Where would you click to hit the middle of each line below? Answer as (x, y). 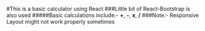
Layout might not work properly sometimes (61, 22)
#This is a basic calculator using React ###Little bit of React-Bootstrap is (99, 9)
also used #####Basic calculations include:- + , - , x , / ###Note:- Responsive (102, 15)
